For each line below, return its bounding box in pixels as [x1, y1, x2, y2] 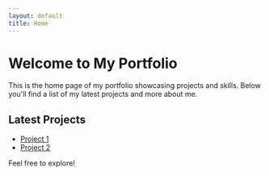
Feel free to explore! [8, 158, 75, 168]
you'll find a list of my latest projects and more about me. [8, 90, 198, 99]
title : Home [8, 19, 48, 27]
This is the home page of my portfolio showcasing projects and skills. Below [8, 81, 261, 90]
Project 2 [19, 143, 51, 153]
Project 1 [19, 134, 49, 144]
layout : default [8, 11, 63, 20]
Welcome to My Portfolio [8, 54, 178, 73]
